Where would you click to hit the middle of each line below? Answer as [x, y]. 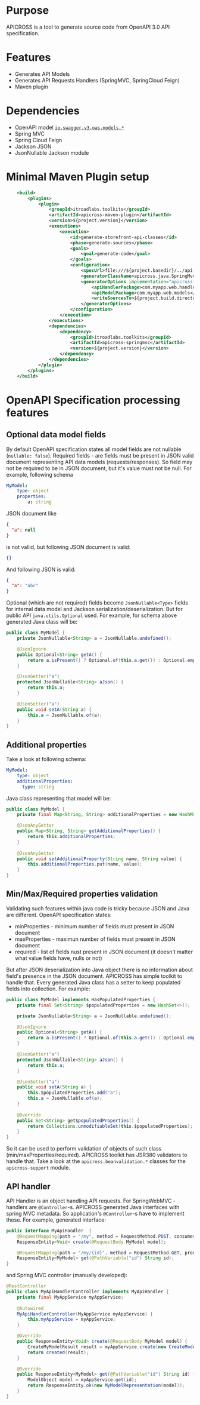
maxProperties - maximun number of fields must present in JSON [95, 939]
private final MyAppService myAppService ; [70, 1297]
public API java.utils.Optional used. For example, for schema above [92, 615]
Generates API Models [42, 74]
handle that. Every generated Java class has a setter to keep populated [93, 982]
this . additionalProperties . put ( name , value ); [85, 864]
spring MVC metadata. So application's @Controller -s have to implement [95, 1213]
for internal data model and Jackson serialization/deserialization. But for [94, 609]
